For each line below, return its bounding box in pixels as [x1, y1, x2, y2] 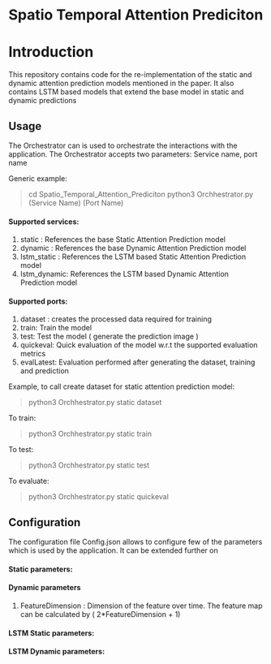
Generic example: [8, 173, 67, 183]
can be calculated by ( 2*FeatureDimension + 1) [19, 609, 181, 619]
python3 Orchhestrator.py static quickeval [28, 492, 169, 502]
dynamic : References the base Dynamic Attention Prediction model [19, 244, 247, 253]
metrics [19, 349, 46, 359]
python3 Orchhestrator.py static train [28, 429, 153, 439]
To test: [8, 445, 34, 455]
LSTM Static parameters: [8, 627, 95, 638]
